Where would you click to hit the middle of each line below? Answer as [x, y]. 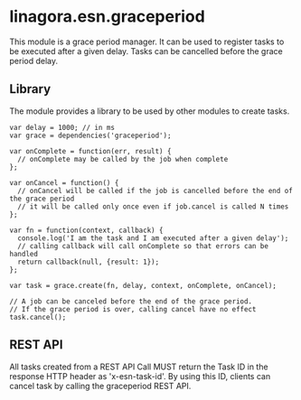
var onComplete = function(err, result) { [90, 151]
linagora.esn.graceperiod [107, 17]
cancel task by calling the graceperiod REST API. [100, 386]
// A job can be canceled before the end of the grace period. [131, 301]
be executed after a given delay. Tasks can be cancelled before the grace [146, 51]
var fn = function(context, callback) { [87, 230]
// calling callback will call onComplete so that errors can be [143, 246]
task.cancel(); [38, 317]
